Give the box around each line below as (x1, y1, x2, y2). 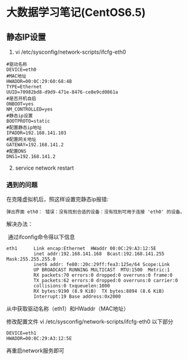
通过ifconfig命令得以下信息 (7, 233, 75, 241)
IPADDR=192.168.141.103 (6, 130, 67, 136)
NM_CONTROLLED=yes (6, 106, 53, 112)
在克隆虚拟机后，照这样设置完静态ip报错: (6, 196, 108, 203)
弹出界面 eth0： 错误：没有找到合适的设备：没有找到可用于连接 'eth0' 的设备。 (6, 209, 185, 215)
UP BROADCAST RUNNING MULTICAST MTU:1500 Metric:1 (33, 267, 170, 273)
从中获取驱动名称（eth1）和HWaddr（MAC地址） (6, 305, 129, 312)
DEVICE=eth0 (6, 67, 37, 73)
